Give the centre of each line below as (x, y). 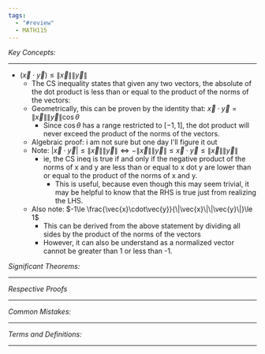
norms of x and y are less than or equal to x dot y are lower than (147, 167)
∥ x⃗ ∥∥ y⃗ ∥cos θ (56, 117)
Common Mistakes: (40, 311)
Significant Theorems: (44, 266)
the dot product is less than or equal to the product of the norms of (140, 92)
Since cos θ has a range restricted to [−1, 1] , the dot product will (146, 125)
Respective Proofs (38, 289)
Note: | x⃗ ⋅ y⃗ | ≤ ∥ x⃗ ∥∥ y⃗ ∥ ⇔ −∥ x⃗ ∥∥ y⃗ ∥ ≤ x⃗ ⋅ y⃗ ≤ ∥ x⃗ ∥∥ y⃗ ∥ (135, 151)
